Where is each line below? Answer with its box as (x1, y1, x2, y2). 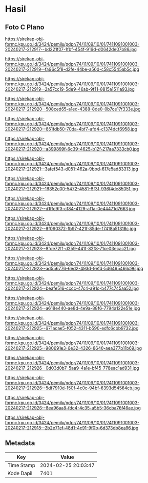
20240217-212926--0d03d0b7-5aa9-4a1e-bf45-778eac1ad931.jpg (5, 365, 139, 371)
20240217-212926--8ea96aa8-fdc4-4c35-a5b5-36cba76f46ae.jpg (5, 405, 141, 410)
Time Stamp (7, 462, 36, 469)
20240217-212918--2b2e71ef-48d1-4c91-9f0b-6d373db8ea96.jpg (5, 425, 139, 431)
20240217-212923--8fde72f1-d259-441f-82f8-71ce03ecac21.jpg (5, 246, 136, 251)
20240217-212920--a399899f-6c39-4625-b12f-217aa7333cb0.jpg (5, 146, 140, 152)
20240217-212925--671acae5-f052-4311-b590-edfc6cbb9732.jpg (5, 325, 139, 331)
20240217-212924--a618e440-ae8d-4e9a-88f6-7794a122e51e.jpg (5, 305, 140, 311)
